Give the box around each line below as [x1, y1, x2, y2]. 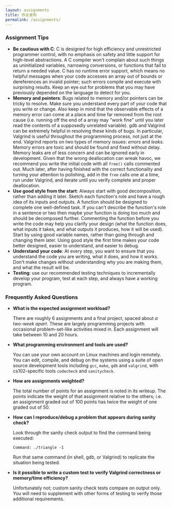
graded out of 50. [12, 404, 50, 410]
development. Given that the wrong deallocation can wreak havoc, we [12, 155, 161, 161]
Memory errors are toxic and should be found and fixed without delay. [12, 144, 161, 150]
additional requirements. [12, 496, 65, 502]
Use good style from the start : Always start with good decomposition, [12, 188, 162, 194]
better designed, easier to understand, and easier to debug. [12, 242, 140, 248]
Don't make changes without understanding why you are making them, [12, 259, 163, 265]
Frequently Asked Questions [5, 294, 78, 301]
